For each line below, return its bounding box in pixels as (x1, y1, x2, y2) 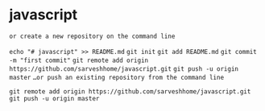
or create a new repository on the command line (9, 32, 176, 40)
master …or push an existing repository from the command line (9, 73, 225, 81)
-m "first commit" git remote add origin (9, 56, 148, 64)
